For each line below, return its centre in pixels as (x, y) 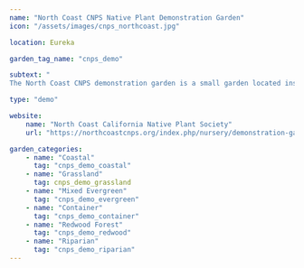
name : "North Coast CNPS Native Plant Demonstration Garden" (127, 18)
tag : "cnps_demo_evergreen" (86, 199)
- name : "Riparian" (62, 241)
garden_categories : (46, 149)
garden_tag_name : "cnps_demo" (66, 59)
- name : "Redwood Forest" (75, 225)
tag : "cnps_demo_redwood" (82, 233)
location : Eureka (42, 42)
